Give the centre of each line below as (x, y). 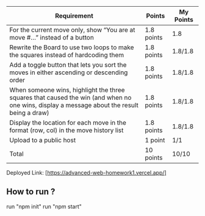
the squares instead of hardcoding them (67, 55)
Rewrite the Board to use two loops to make (72, 47)
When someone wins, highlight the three (67, 90)
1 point (155, 140)
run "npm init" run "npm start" (44, 206)
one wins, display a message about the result (74, 105)
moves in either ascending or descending (69, 72)
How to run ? (31, 192)
